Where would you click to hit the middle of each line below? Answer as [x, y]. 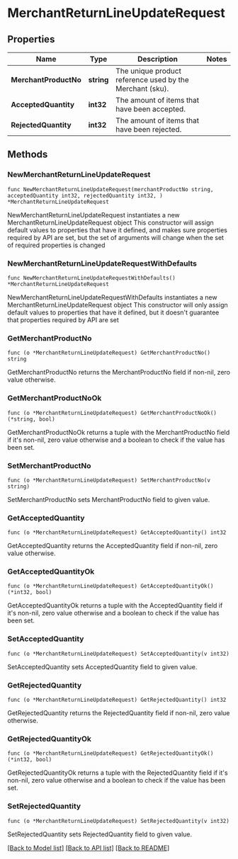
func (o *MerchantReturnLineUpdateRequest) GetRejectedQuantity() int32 [117, 700]
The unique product [149, 71]
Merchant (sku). [142, 89]
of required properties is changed [56, 245]
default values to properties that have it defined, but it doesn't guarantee [113, 312]
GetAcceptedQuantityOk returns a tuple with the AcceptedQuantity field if [115, 605]
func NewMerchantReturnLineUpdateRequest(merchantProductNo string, [110, 189]
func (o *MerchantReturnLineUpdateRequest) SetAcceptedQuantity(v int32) [119, 654]
